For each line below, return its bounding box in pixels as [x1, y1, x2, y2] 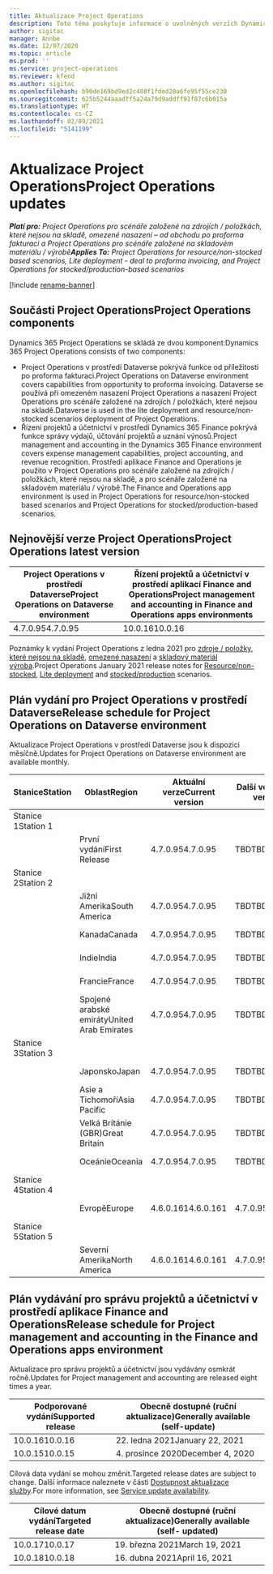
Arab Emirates [79, 1024, 134, 1036]
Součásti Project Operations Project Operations [9, 303, 252, 317]
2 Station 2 [13, 877, 53, 889]
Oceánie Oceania [79, 1156, 143, 1168]
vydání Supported [26, 1410, 96, 1422]
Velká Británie [79, 1117, 132, 1129]
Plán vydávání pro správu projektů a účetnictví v [9, 1292, 258, 1306]
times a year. [9, 1381, 52, 1391]
